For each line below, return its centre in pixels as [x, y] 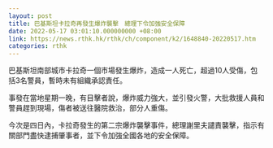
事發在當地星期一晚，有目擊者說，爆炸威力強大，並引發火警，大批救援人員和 [136, 98]
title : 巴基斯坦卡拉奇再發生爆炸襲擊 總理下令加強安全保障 [97, 24]
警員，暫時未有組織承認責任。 [77, 81]
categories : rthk [38, 46]
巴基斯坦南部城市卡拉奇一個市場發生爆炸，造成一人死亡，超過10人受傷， [130, 71]
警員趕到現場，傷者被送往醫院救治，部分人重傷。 [90, 108]
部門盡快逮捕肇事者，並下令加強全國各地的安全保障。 [104, 136]
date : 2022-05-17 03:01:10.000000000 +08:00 [85, 31]
